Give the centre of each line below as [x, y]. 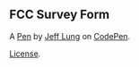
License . [25, 54]
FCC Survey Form [60, 15]
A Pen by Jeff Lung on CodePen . [70, 36]
